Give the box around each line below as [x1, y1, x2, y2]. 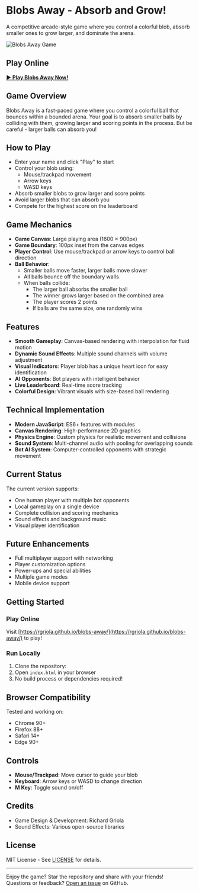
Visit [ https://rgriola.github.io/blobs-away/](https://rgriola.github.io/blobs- [6, 628, 186, 636]
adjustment [14, 357, 43, 363]
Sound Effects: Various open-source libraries [14, 823, 125, 830]
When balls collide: [23, 280, 70, 287]
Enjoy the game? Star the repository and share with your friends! [6, 873, 164, 880]
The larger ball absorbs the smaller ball [32, 285, 128, 293]
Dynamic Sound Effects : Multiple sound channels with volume [14, 350, 168, 357]
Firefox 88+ [14, 726, 43, 733]
